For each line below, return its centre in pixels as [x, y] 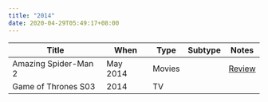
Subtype [204, 50]
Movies [166, 69]
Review [242, 69]
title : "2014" [32, 16]
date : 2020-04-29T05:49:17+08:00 [64, 23]
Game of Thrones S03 [54, 86]
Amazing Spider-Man [53, 63]
